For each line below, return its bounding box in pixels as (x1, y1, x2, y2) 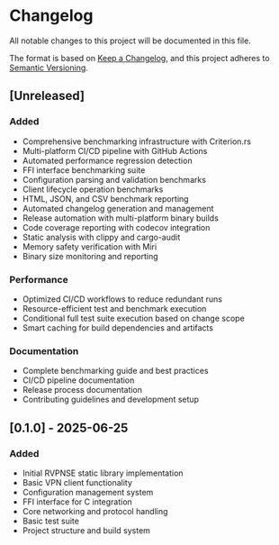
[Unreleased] (9, 88, 85, 104)
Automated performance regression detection (22, 155, 193, 166)
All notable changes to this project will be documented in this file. (9, 35, 252, 46)
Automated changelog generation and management (22, 203, 214, 213)
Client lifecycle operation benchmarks (22, 184, 164, 195)
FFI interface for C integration (22, 496, 132, 507)
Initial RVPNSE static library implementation (22, 468, 184, 478)
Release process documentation (22, 385, 142, 395)
